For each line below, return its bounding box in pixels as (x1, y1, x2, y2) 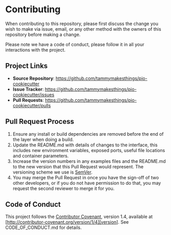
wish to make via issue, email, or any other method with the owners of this (5, 26, 162, 32)
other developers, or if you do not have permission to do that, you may (12, 180, 161, 186)
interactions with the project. (5, 47, 66, 53)
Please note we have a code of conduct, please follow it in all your (5, 41, 144, 47)
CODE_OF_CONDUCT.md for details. (5, 224, 82, 231)
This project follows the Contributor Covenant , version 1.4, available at (5, 213, 153, 220)
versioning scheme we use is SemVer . (12, 169, 93, 175)
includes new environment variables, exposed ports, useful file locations (12, 147, 165, 153)
